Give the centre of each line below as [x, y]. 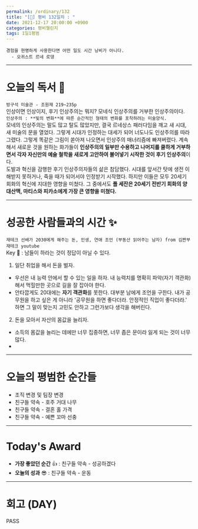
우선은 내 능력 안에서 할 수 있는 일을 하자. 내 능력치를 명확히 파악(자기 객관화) [103, 278]
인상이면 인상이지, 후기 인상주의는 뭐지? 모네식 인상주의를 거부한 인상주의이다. [95, 111]
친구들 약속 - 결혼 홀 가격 [43, 409]
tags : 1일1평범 [23, 34]
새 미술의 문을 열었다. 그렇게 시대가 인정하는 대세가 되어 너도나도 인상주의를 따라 [98, 133]
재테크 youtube [23, 246]
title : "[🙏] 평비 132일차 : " [41, 17]
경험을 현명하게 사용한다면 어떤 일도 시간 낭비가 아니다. [65, 51]
